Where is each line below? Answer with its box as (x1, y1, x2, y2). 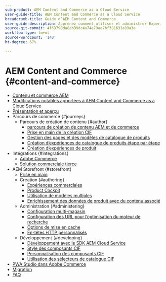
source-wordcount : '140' (5, 35, 56, 40)
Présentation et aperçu (12, 108, 59, 114)
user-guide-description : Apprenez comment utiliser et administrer (5, 21, 147, 26)
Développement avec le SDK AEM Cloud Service (27, 240, 126, 246)
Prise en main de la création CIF (27, 129, 92, 135)
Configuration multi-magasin (27, 208, 85, 214)
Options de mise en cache (27, 224, 81, 230)
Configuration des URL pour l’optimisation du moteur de (27, 213, 141, 219)
